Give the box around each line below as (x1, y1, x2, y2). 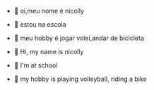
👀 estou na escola (13, 20, 66, 28)
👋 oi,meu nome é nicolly (13, 7, 85, 15)
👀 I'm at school (13, 61, 58, 70)
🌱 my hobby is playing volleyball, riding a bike (13, 75, 147, 83)
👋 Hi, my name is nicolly (13, 48, 84, 56)
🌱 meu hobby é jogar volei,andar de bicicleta (13, 34, 145, 42)
